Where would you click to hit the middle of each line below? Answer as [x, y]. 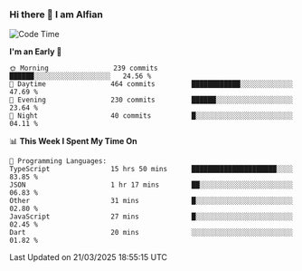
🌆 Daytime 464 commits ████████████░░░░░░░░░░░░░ [151, 84]
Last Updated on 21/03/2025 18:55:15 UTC [89, 257]
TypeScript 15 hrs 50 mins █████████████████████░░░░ [151, 169]
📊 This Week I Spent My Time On [73, 141]
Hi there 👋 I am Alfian [57, 15]
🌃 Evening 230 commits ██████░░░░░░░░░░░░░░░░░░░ [151, 100]
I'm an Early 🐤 [36, 52]
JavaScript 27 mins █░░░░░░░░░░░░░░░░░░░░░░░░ [151, 217]
